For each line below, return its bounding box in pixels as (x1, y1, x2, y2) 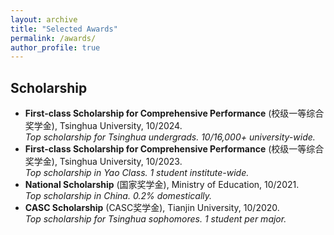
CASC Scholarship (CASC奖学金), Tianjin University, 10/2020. (24, 202, 280, 214)
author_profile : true (10, 42, 101, 53)
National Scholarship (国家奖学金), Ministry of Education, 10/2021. (24, 179, 300, 191)
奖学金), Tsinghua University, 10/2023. (24, 156, 183, 168)
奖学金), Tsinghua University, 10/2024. (24, 120, 183, 132)
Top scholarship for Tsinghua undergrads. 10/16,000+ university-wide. (24, 131, 316, 143)
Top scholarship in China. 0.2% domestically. (24, 190, 213, 202)
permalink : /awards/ (10, 33, 97, 43)
